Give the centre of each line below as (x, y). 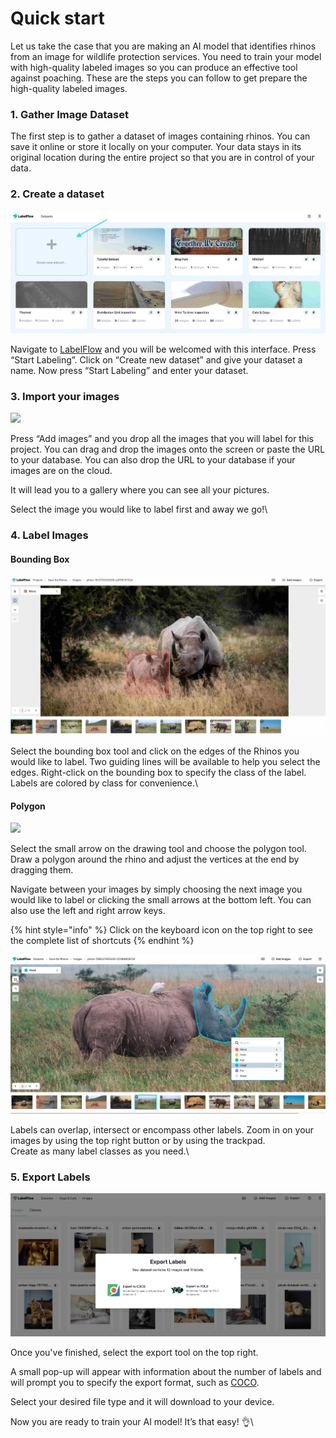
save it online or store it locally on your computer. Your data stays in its (156, 147)
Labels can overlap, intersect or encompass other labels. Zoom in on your (162, 1129)
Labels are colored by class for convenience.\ (104, 783)
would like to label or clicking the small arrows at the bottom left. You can (161, 900)
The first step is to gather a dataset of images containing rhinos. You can (160, 136)
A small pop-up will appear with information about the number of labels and (166, 1371)
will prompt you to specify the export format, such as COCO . (135, 1382)
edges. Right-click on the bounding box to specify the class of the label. (158, 772)
